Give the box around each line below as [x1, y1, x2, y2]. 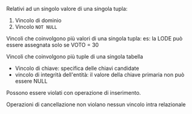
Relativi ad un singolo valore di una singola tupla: [6, 5, 128, 12]
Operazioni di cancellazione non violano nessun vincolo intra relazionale [6, 101, 186, 108]
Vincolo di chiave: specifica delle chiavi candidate [14, 65, 139, 72]
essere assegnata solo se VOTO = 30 [6, 42, 99, 48]
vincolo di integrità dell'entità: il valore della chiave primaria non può [14, 71, 185, 78]
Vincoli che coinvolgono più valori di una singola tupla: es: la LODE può [6, 35, 183, 42]
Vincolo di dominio [14, 17, 62, 24]
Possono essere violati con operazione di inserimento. [6, 89, 141, 96]
